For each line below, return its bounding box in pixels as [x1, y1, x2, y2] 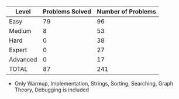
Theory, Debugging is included [14, 86, 89, 93]
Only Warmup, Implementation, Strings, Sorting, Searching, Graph [14, 80, 174, 87]
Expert [9, 46, 27, 54]
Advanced [9, 56, 37, 63]
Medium [9, 27, 32, 35]
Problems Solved [43, 8, 92, 15]
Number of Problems [97, 8, 156, 15]
